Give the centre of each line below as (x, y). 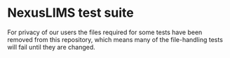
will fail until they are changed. (52, 47)
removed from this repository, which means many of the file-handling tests (115, 39)
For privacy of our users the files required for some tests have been (105, 32)
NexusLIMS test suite (71, 13)
